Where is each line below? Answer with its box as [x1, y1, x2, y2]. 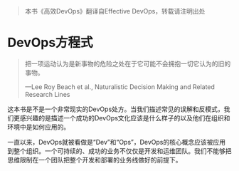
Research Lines [24, 90, 70, 98]
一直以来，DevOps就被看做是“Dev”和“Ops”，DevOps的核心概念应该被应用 [7, 138, 226, 146]
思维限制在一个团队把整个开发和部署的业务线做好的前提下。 [7, 155, 182, 164]
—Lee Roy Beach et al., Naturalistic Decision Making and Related [24, 82, 216, 91]
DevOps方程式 [7, 35, 94, 51]
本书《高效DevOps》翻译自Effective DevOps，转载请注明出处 [24, 7, 206, 15]
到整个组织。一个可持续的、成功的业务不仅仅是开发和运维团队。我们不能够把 [7, 146, 232, 155]
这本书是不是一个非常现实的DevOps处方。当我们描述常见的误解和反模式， [7, 105, 224, 113]
